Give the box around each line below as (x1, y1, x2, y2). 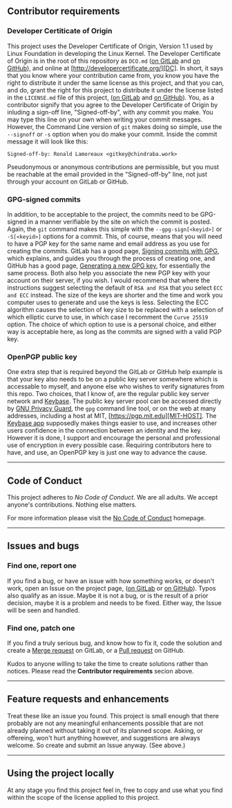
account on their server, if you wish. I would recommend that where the (7, 276, 211, 284)
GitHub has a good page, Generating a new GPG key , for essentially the (7, 262, 211, 270)
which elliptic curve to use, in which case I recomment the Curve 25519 (7, 313, 209, 321)
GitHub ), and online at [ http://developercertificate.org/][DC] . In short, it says (7, 63, 224, 72)
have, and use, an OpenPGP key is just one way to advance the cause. (7, 449, 208, 457)
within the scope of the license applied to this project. (7, 793, 160, 801)
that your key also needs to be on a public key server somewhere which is (7, 375, 218, 384)
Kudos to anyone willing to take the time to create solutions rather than (7, 660, 209, 668)
